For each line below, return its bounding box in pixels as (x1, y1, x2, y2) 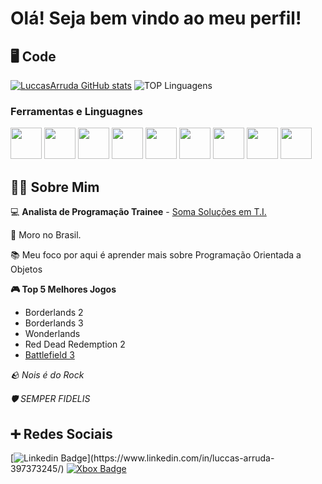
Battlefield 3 (24, 349, 75, 361)
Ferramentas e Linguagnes (10, 104, 143, 118)
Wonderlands (24, 328, 81, 340)
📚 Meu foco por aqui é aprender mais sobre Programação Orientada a (10, 249, 302, 261)
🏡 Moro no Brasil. (10, 229, 82, 241)
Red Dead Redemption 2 (24, 338, 126, 351)
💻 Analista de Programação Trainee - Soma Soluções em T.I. (10, 206, 267, 218)
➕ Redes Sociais (10, 425, 113, 442)
